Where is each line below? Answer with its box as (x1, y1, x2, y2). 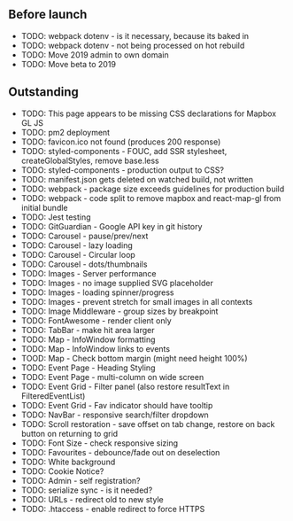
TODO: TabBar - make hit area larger (20, 324, 156, 335)
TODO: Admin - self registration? (20, 475, 141, 486)
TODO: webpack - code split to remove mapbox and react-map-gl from (20, 192, 281, 203)
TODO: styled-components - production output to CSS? (20, 164, 225, 175)
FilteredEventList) (20, 390, 86, 401)
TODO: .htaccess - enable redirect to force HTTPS (20, 503, 205, 514)
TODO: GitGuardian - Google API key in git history (20, 221, 203, 231)
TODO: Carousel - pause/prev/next (20, 230, 149, 241)
